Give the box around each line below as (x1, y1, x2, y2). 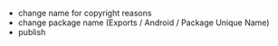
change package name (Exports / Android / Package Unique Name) (17, 17, 270, 28)
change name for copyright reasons (17, 8, 152, 18)
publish (17, 27, 46, 37)
